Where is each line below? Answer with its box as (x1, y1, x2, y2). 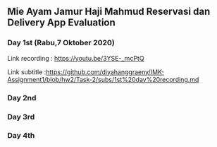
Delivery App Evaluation (7, 17, 116, 29)
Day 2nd (7, 93, 37, 102)
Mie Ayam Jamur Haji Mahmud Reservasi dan (7, 6, 211, 18)
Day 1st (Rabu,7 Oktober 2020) (7, 38, 115, 48)
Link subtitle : (7, 67, 46, 76)
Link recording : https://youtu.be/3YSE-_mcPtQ (7, 54, 144, 62)
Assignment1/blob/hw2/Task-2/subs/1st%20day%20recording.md (7, 75, 199, 83)
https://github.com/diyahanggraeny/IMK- (45, 67, 164, 76)
